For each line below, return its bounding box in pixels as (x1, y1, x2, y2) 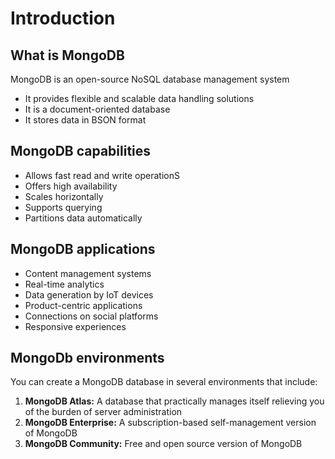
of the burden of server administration (24, 406, 183, 418)
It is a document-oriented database (24, 103, 171, 115)
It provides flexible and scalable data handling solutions (24, 93, 255, 104)
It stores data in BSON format (24, 114, 147, 126)
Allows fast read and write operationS (24, 169, 180, 181)
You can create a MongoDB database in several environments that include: (10, 376, 318, 388)
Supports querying (24, 201, 103, 213)
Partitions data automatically (24, 212, 143, 224)
